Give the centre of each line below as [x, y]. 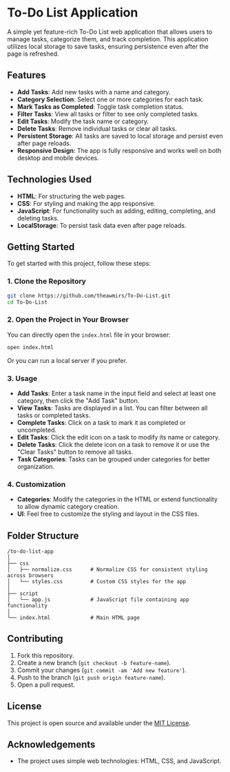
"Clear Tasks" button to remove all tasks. [75, 452]
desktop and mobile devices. [58, 158]
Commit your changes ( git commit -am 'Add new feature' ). [102, 670]
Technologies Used [49, 179]
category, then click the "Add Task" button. [78, 400]
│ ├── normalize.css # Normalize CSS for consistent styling [107, 570]
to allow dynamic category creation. [68, 507]
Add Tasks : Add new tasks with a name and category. [94, 92]
